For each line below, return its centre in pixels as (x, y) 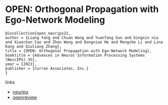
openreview (25, 97)
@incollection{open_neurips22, (38, 33)
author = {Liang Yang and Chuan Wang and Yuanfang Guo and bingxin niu (82, 38)
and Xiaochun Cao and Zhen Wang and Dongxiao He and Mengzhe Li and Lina (84, 42)
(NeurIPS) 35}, (21, 60)
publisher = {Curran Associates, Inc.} (47, 68)
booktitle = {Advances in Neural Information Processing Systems (75, 55)
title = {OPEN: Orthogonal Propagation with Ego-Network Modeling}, (78, 51)
